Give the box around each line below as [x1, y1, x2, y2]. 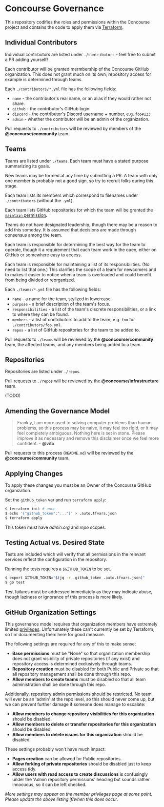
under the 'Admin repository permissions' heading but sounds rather [12, 777, 150, 782]
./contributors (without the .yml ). [5, 197, 74, 203]
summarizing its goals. [5, 163, 50, 169]
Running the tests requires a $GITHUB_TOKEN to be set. [5, 566, 111, 572]
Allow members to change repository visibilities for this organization [12, 711, 155, 717]
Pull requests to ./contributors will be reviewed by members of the [5, 125, 142, 131]
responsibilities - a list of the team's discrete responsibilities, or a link [12, 306, 156, 312]
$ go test [5, 580, 25, 585]
